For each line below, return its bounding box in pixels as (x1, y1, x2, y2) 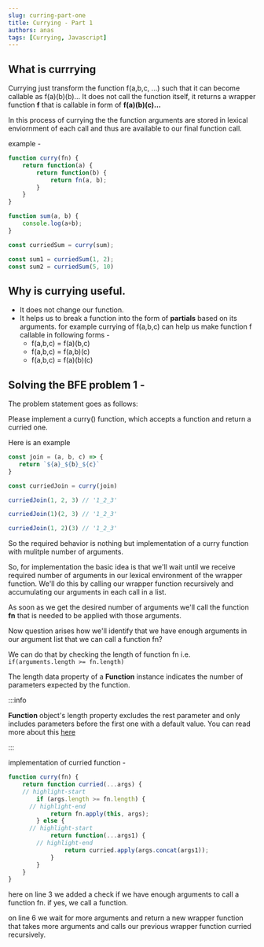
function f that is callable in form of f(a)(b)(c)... (8, 100, 161, 110)
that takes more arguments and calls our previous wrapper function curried (8, 922, 251, 931)
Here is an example (8, 438, 71, 448)
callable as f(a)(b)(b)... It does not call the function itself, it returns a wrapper (8, 92, 256, 101)
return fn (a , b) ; (49, 176, 108, 184)
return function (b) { (36, 168, 108, 177)
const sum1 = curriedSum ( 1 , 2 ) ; (8, 255, 114, 263)
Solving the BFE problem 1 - (8, 378, 145, 392)
